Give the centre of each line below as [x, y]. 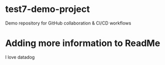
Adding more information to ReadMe [83, 43]
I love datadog [20, 57]
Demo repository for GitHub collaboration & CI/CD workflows [68, 23]
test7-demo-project [48, 9]
